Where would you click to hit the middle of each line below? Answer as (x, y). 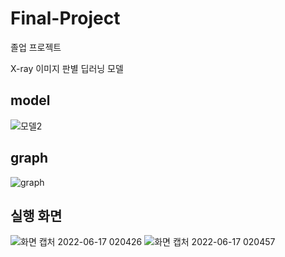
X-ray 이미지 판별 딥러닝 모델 (67, 68)
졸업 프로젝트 (36, 47)
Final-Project (65, 18)
